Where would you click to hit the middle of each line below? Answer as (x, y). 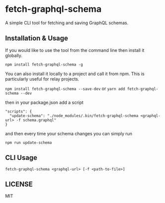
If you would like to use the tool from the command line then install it (75, 50)
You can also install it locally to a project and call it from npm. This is (75, 74)
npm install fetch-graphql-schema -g (44, 64)
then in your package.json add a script (44, 102)
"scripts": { (19, 111)
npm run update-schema (28, 142)
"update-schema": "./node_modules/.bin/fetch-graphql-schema (74, 116)
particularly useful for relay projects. (42, 79)
